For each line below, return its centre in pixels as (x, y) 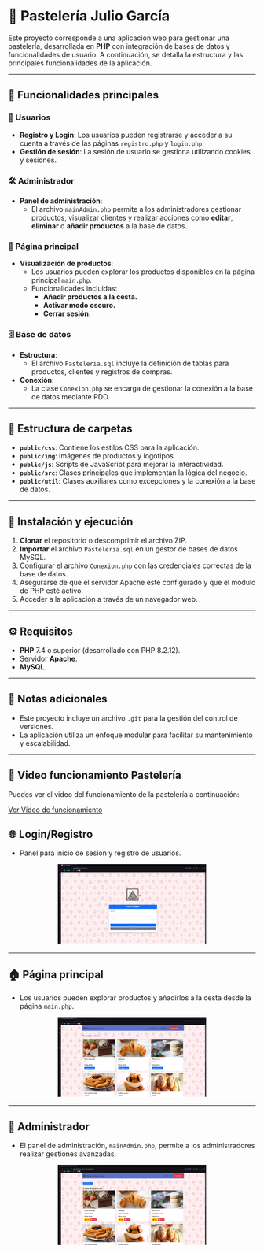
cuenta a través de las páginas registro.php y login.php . (112, 143)
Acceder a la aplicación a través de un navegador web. (108, 599)
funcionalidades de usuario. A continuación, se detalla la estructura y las (126, 54)
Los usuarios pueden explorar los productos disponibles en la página (143, 272)
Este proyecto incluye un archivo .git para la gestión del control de (128, 718)
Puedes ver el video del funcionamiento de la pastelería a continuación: (124, 794)
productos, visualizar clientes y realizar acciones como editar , (132, 217)
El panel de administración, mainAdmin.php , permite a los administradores (137, 1146)
